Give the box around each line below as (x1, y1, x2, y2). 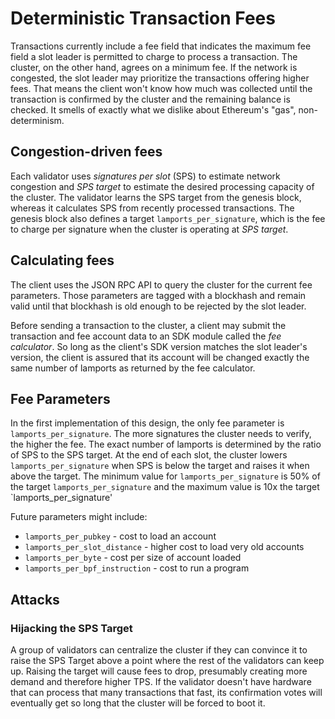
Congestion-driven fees (10, 143, 163, 161)
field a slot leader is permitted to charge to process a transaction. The (10, 50, 298, 62)
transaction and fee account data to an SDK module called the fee (10, 330, 282, 342)
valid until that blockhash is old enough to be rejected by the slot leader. (10, 300, 307, 312)
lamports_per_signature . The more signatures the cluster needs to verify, (10, 428, 312, 440)
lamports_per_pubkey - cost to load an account (24, 530, 217, 542)
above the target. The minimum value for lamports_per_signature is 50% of (10, 470, 321, 482)
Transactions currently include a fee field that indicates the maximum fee (10, 40, 312, 52)
